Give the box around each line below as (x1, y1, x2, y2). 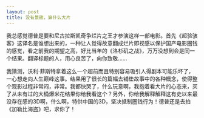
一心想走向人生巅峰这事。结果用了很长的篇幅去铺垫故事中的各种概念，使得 (6, 75, 192, 82)
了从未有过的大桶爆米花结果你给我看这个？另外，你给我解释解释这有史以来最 (6, 90, 198, 97)
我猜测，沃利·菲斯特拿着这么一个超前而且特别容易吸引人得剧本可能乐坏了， (6, 67, 194, 74)
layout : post (6, 8, 39, 15)
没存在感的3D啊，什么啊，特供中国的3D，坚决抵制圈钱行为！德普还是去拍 (6, 97, 191, 105)
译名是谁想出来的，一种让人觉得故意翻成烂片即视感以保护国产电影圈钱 (22, 39, 198, 47)
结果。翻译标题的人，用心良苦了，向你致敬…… (11, 54, 127, 62)
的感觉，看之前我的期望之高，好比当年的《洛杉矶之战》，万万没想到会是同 (6, 47, 190, 54)
